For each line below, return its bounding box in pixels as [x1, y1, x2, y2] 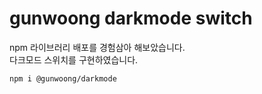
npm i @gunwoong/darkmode [9, 73, 117, 84]
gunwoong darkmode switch [9, 7, 253, 30]
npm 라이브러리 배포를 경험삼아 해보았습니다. [9, 41, 186, 53]
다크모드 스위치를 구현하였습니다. [9, 53, 139, 66]
